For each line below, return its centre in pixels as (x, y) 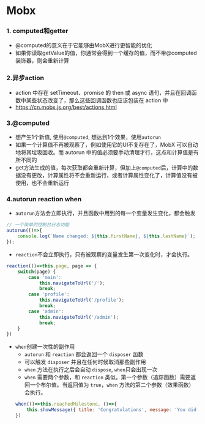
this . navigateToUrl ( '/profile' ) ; (81, 300)
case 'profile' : (49, 294)
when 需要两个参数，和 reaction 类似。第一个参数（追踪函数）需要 (107, 378)
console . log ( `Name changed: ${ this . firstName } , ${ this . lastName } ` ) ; (106, 236)
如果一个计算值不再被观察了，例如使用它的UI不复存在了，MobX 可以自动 (106, 145)
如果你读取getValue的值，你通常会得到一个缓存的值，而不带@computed (106, 53)
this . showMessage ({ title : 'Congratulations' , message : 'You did (112, 410)
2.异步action (25, 78)
